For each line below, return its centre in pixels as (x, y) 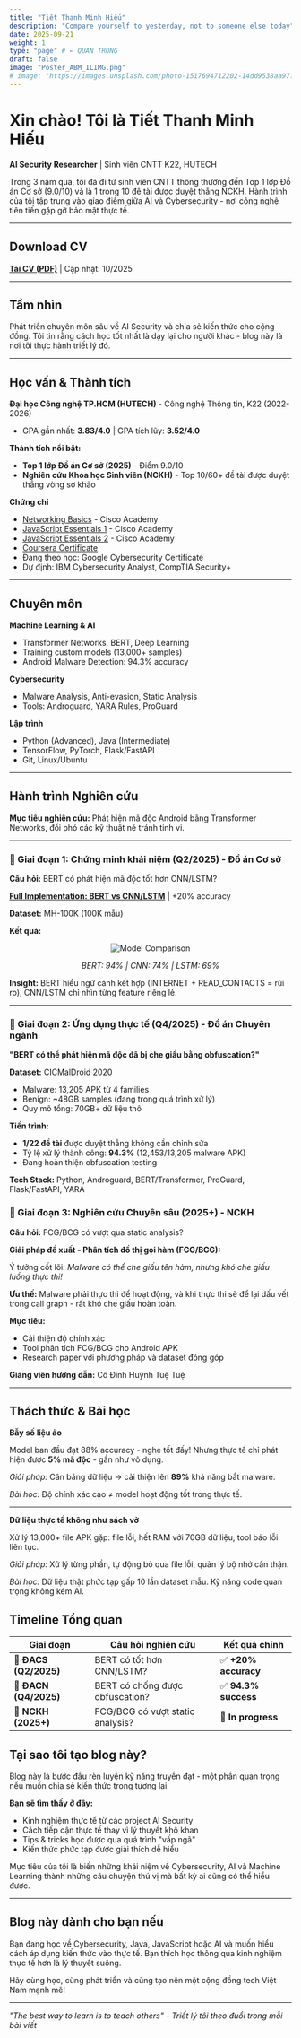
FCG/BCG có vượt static (145, 1711)
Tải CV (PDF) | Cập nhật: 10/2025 (71, 268)
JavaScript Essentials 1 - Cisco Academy (97, 529)
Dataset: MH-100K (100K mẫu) (66, 914)
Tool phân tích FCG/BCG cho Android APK (100, 1347)
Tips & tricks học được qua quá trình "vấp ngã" (109, 1840)
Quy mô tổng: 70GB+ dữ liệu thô (82, 1109)
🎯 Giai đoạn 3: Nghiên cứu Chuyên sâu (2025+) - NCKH (132, 1213)
